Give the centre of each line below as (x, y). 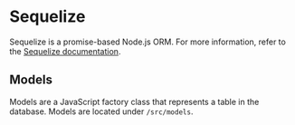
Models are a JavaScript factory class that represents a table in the (134, 101)
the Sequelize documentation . (65, 51)
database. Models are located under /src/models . (101, 111)
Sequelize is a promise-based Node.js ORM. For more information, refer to (148, 42)
